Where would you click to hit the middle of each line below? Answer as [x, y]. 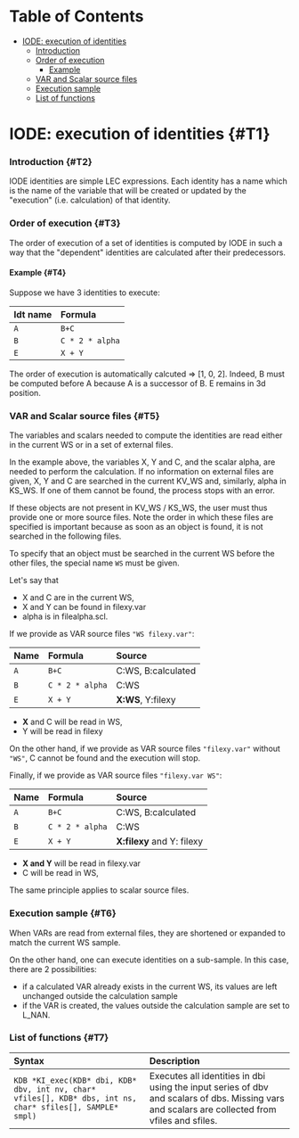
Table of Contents [77, 16]
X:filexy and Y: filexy [160, 842]
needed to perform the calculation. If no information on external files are [141, 472]
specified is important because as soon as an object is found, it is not [137, 527]
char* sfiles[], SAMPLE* [66, 1107]
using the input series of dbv [209, 1087]
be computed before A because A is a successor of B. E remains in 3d [137, 383]
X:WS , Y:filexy [146, 700]
